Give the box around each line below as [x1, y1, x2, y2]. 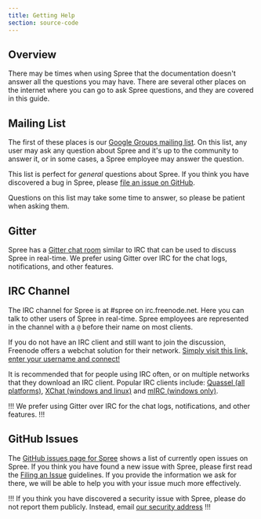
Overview [8, 48, 57, 61]
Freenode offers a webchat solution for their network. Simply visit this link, [8, 345, 248, 355]
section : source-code [8, 19, 79, 27]
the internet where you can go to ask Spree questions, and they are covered [8, 86, 254, 95]
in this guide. [8, 94, 50, 103]
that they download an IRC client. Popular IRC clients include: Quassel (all [8, 377, 245, 387]
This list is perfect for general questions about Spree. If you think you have [8, 170, 249, 179]
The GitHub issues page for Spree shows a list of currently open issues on [8, 453, 248, 462]
